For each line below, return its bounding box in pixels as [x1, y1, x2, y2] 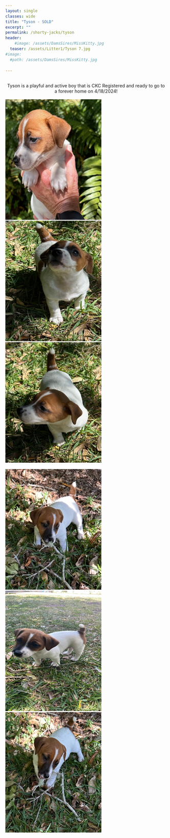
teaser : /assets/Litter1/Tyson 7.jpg [10, 46, 91, 51]
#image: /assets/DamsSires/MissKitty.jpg [14, 41, 104, 46]
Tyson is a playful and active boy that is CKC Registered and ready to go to [7, 83, 165, 89]
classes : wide [5, 13, 36, 19]
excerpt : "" [5, 25, 31, 30]
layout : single [5, 8, 38, 13]
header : [5, 35, 22, 41]
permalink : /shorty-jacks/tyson [5, 30, 74, 35]
